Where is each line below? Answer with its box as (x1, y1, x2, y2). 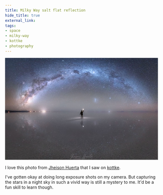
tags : (5, 23, 16, 28)
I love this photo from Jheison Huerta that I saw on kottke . (5, 164, 121, 170)
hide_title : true (5, 13, 40, 18)
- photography (5, 44, 34, 49)
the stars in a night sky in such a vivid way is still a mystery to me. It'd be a (5, 179, 154, 185)
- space (5, 28, 21, 33)
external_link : (5, 18, 36, 23)
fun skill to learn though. (5, 184, 54, 190)
